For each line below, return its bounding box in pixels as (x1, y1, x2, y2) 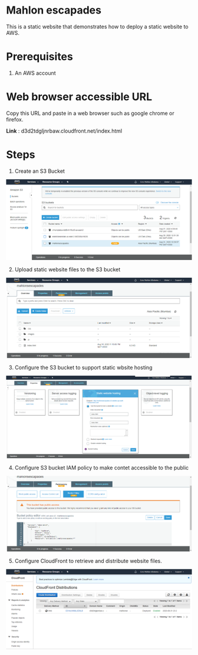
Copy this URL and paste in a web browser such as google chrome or (6, 110, 175, 117)
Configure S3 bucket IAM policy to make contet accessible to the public (14, 464, 189, 472)
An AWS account (14, 69, 56, 77)
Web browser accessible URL (6, 90, 153, 104)
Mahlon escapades (6, 4, 102, 17)
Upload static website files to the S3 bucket (14, 266, 121, 273)
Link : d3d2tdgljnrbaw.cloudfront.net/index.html (6, 127, 123, 134)
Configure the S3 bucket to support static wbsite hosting (14, 364, 153, 371)
